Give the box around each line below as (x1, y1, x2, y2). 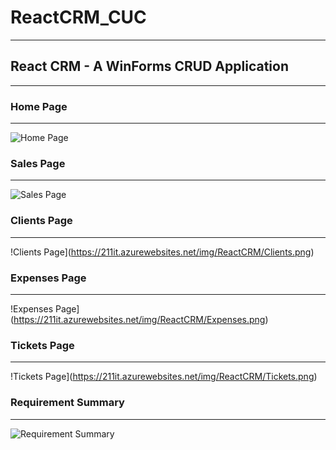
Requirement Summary (10, 396, 125, 410)
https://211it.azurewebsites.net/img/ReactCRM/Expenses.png (13, 313, 266, 325)
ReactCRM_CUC (10, 6, 147, 29)
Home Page (10, 99, 68, 113)
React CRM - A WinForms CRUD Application (10, 58, 289, 75)
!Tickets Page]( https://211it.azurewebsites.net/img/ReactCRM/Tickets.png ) (10, 371, 318, 383)
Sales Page (10, 156, 66, 170)
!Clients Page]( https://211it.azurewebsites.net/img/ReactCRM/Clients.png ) (10, 246, 315, 258)
